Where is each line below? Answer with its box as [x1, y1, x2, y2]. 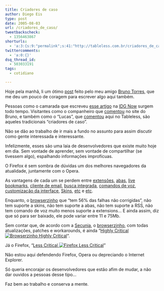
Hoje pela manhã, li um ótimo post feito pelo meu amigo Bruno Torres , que [5, 89, 155, 94]
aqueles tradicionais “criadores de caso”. [5, 118, 87, 125]
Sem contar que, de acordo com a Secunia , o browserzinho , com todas [5, 222, 148, 228]
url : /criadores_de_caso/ [5, 25, 58, 30]
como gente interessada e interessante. [5, 133, 85, 139]
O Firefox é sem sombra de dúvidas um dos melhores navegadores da [5, 162, 146, 169]
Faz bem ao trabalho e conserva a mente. [5, 281, 89, 287]
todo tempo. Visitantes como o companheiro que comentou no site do [5, 108, 146, 114]
